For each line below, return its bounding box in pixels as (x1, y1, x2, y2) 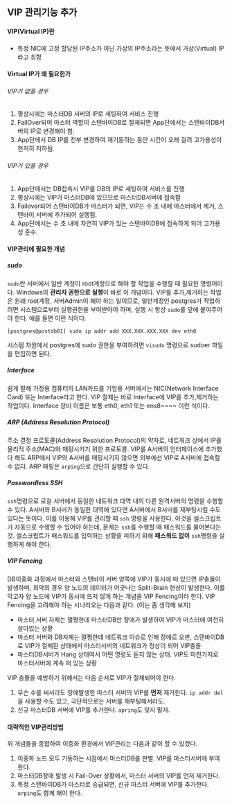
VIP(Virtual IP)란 (7, 27, 55, 35)
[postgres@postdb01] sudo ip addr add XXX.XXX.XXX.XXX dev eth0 (7, 328, 197, 335)
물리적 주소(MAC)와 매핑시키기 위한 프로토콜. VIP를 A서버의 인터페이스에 (7, 445, 204, 453)
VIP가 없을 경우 (7, 87, 48, 95)
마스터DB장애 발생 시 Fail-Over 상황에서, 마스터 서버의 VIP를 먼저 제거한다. (17, 771, 220, 780)
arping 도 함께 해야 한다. (17, 789, 82, 797)
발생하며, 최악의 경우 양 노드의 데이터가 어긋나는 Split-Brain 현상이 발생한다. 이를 (7, 584, 225, 592)
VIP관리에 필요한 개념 (7, 245, 66, 253)
